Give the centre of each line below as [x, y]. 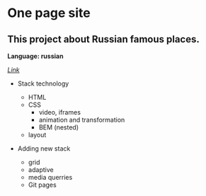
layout [37, 135]
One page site [49, 13]
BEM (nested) [59, 127]
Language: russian [35, 56]
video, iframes [60, 112]
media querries [50, 177]
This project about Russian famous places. [104, 39]
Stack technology [43, 83]
